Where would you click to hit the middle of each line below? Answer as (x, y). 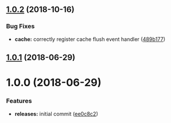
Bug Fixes (21, 26)
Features (19, 101)
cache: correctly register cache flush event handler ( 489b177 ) (90, 39)
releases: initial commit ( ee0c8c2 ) (56, 114)
